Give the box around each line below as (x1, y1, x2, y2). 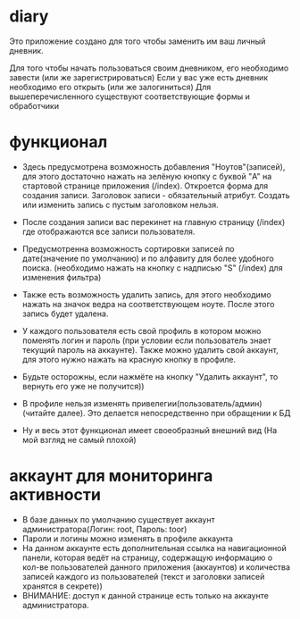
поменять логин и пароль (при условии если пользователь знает (21, 335, 271, 346)
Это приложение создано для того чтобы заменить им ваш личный (9, 36, 266, 46)
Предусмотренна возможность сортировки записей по (21, 243, 235, 254)
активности (9, 485, 101, 506)
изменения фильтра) (21, 272, 102, 282)
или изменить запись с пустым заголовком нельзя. (21, 199, 219, 210)
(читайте (21, 407, 56, 418)
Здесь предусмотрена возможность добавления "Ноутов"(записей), (21, 161, 286, 171)
